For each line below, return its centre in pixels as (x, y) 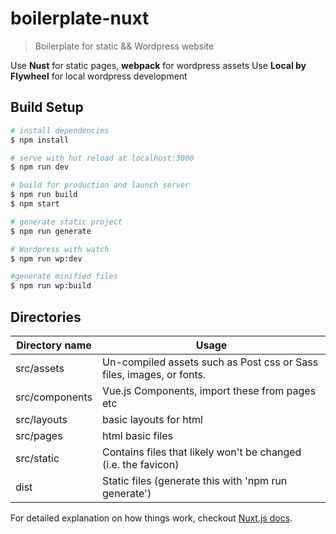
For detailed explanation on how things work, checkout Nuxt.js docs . (151, 518)
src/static (37, 458)
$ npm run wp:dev (46, 258)
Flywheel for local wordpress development (99, 76)
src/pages (39, 435)
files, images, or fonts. (154, 374)
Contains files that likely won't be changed (202, 452)
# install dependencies (60, 130)
